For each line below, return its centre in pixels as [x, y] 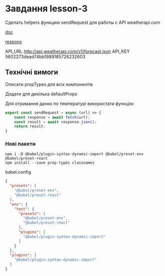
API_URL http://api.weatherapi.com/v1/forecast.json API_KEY [68, 51]
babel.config [18, 172]
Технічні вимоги [32, 72]
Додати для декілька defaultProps [41, 94]
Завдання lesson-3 [47, 9]
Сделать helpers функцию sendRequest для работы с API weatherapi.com [83, 22]
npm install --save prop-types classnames [50, 163]
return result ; [30, 127]
